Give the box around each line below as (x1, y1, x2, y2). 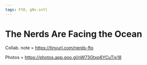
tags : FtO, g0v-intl (5, 7, 48, 12)
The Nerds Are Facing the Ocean (5, 28, 143, 39)
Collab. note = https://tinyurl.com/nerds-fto (5, 45, 93, 51)
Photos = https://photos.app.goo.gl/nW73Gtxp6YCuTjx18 (5, 54, 122, 60)
